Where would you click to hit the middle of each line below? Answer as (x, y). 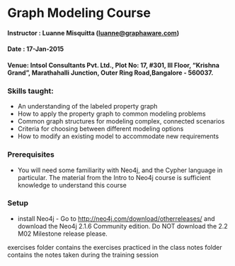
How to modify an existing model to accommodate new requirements (118, 136)
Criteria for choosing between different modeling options (101, 129)
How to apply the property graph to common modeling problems (112, 114)
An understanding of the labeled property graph (87, 107)
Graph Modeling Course (79, 13)
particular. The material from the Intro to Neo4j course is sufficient (114, 177)
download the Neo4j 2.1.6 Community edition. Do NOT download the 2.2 (122, 226)
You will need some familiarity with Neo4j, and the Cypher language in (120, 170)
